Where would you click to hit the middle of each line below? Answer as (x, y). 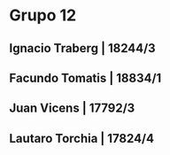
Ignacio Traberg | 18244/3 (83, 48)
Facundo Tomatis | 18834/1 (85, 77)
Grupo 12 (43, 15)
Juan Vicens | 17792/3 (72, 108)
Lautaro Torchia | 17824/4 (82, 138)
